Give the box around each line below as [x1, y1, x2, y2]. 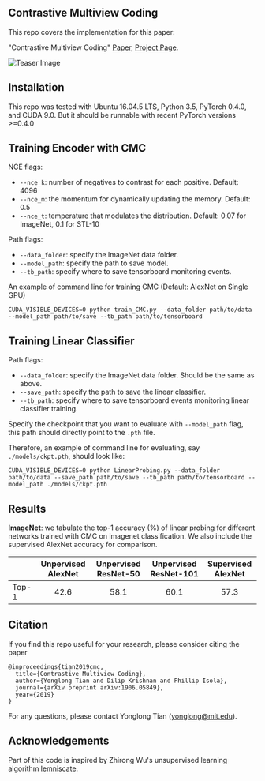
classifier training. [19, 404, 78, 414]
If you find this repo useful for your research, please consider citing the [8, 639, 240, 648]
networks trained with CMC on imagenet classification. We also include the [8, 531, 252, 541]
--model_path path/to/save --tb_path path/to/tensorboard [8, 313, 203, 321]
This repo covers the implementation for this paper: [8, 27, 175, 36]
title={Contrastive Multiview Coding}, [15, 670, 147, 678]
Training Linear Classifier [8, 334, 136, 347]
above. [19, 379, 43, 389]
